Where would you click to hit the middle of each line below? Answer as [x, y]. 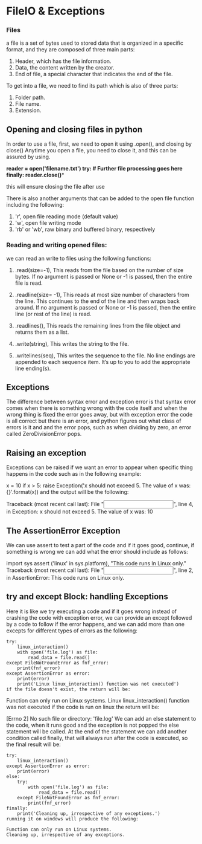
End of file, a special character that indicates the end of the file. [94, 74]
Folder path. [30, 97]
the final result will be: [34, 744]
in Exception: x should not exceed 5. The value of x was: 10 [80, 511]
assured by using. [28, 157]
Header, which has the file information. [63, 61]
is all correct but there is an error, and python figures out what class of [94, 421]
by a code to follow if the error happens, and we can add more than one [96, 624]
